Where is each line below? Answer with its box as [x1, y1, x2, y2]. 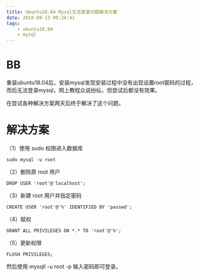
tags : [6, 20, 20, 26]
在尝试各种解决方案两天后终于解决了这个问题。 [6, 100, 124, 107]
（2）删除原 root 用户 [6, 169, 60, 175]
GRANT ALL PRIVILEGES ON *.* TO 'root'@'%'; [6, 228, 121, 234]
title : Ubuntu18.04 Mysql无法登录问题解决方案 [6, 9, 118, 15]
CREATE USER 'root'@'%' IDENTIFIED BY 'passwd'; [6, 204, 132, 210]
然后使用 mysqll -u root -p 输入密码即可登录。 [6, 263, 121, 270]
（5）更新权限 [6, 239, 42, 246]
